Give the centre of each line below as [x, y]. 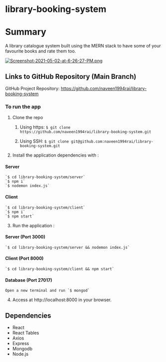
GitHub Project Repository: [32, 88]
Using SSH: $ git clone [44, 141]
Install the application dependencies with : [56, 155]
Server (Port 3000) [25, 237]
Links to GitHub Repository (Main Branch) [71, 77]
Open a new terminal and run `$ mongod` [48, 291]
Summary [26, 32]
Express [21, 344]
